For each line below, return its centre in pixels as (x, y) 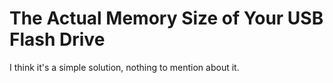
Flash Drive (57, 39)
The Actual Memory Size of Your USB (166, 18)
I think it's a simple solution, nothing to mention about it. (124, 67)
